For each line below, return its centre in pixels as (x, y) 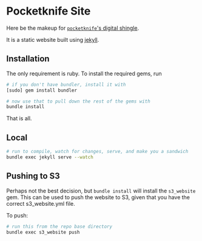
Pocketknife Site (49, 11)
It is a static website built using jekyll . (53, 39)
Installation (28, 59)
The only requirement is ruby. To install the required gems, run (84, 73)
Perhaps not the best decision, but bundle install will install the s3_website (101, 191)
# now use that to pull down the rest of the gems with (78, 101)
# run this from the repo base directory (59, 226)
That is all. (19, 118)
